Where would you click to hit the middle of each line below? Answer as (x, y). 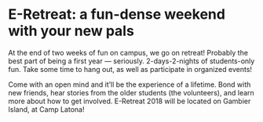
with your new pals (71, 31)
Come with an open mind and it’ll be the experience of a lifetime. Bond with (130, 84)
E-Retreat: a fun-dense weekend (117, 14)
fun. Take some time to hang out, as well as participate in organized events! (130, 69)
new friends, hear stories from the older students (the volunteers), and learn (131, 92)
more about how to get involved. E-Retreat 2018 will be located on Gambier (130, 101)
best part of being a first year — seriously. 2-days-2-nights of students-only (131, 61)
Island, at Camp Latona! (46, 109)
